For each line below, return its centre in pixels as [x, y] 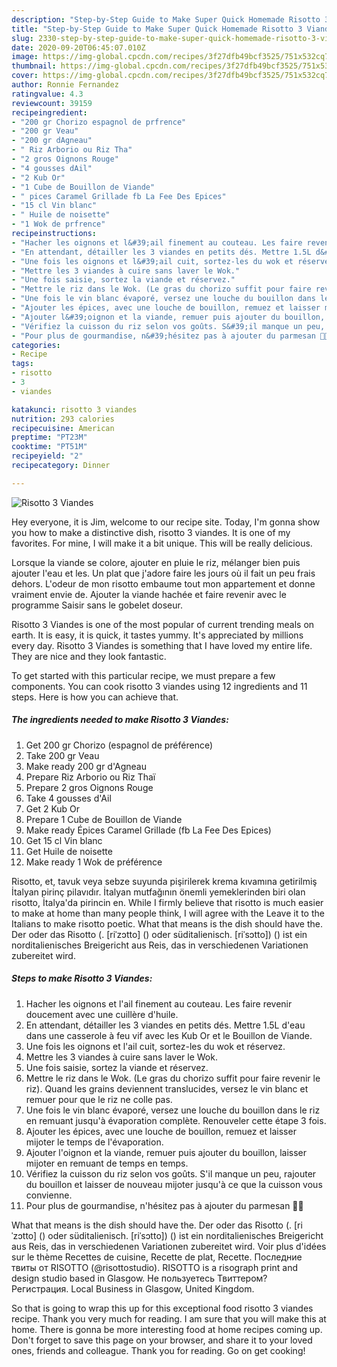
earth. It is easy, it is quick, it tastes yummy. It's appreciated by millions [157, 635]
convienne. [49, 1195]
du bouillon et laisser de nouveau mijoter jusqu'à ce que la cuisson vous [174, 1184]
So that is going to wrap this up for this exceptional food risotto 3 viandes [162, 1308]
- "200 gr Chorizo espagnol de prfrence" [99, 122]
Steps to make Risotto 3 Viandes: [82, 978]
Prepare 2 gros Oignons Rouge [89, 787]
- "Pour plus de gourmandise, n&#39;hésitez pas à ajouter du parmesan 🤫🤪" [172, 336]
